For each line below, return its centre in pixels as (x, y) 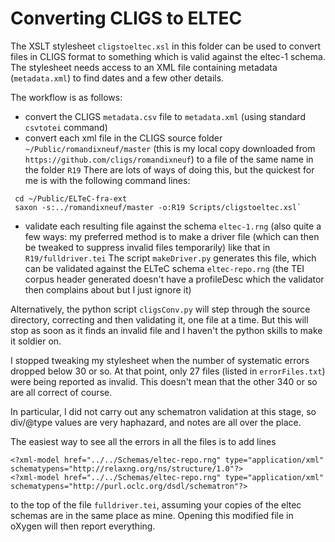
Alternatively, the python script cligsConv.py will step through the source (160, 309)
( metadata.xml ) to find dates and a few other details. (117, 78)
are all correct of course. (61, 392)
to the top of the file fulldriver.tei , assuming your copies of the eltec (156, 504)
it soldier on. (36, 341)
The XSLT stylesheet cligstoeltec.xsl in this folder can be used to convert (166, 46)
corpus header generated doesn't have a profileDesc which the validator (174, 279)
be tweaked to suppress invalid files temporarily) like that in (147, 247)
